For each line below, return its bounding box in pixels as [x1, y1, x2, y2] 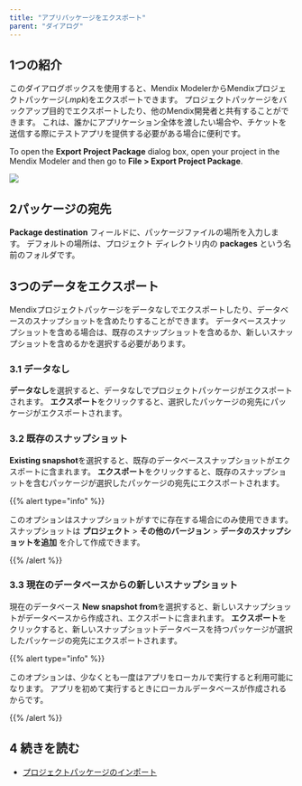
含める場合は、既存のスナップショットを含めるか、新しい [56, 326, 270, 337]
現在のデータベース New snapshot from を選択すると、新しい [9, 601, 237, 612]
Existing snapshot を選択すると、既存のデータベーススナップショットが [9, 454, 275, 465]
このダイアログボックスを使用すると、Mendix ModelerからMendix [9, 83, 255, 94]
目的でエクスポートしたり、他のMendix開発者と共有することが [48, 106, 281, 117]
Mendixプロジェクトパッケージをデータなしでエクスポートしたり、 [9, 304, 258, 314]
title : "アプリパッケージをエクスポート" [9, 13, 147, 23]
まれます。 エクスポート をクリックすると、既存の [56, 466, 240, 477]
